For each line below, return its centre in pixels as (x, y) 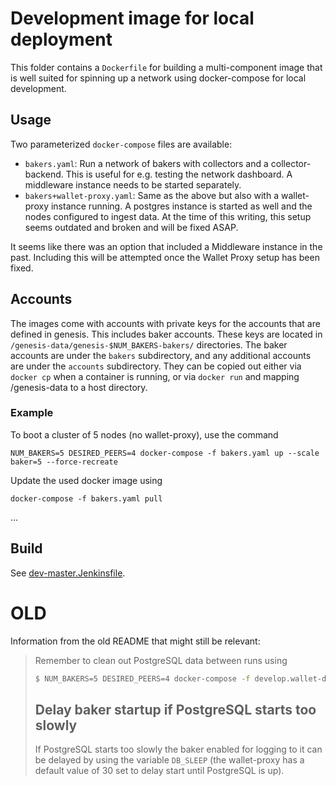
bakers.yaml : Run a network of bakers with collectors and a (146, 163)
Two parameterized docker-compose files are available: (121, 144)
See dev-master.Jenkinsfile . (68, 573)
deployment (61, 39)
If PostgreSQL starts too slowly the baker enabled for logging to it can (178, 749)
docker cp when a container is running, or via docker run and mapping (155, 376)
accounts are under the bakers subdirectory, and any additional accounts (161, 355)
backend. (44, 174)
